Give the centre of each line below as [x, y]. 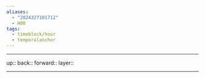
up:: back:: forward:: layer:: [40, 63]
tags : [13, 29]
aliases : [17, 12]
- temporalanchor [34, 40]
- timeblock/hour [34, 34]
